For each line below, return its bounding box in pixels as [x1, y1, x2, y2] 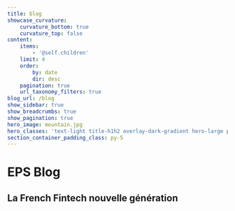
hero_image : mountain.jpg [7, 121, 83, 128]
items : [20, 43, 39, 50]
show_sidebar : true [7, 102, 64, 109]
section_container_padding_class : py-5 [7, 134, 124, 141]
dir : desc [32, 75, 61, 83]
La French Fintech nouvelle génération [7, 192, 178, 204]
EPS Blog [7, 164, 61, 180]
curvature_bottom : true [20, 23, 90, 30]
